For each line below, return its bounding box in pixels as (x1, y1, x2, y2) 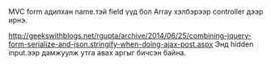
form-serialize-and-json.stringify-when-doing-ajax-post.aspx (8, 39, 214, 49)
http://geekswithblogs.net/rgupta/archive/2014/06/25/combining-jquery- (8, 31, 252, 40)
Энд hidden (214, 39, 254, 49)
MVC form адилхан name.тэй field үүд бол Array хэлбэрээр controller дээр (8, 7, 264, 16)
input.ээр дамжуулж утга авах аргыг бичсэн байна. (8, 48, 187, 57)
